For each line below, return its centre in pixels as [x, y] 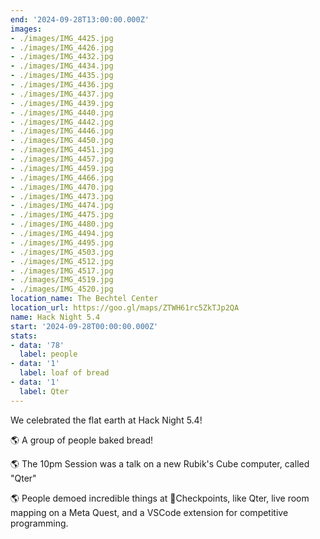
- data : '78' [37, 345]
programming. [39, 523]
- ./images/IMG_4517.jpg [62, 271]
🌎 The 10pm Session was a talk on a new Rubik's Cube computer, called [160, 463]
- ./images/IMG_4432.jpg [62, 57]
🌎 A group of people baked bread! [82, 440]
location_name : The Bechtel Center [84, 299]
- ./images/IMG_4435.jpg [62, 76]
